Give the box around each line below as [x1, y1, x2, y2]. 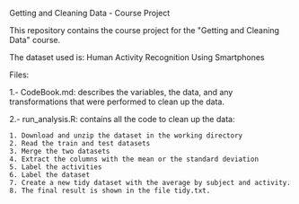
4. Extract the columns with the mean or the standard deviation [9, 155, 259, 164]
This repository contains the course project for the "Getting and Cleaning [9, 25, 280, 35]
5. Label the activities [9, 163, 102, 172]
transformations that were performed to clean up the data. [9, 96, 224, 107]
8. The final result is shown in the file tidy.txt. [9, 186, 211, 195]
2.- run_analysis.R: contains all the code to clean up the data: [9, 114, 235, 124]
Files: [9, 69, 30, 80]
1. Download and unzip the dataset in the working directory [9, 131, 243, 140]
